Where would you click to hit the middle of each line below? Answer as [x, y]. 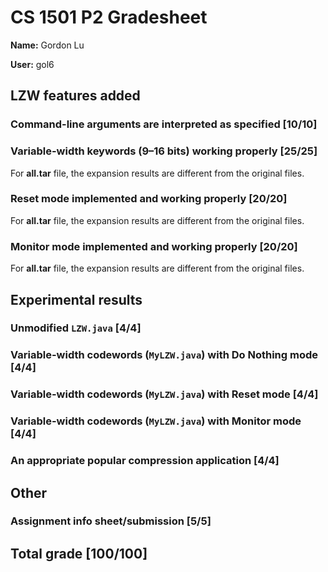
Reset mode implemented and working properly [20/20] [149, 199]
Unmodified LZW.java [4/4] [76, 328]
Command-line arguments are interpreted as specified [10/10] [164, 124]
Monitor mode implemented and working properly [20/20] [154, 246]
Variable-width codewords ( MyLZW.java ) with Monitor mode [156, 421]
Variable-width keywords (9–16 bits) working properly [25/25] [164, 151]
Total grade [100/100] [79, 553]
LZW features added [75, 96]
